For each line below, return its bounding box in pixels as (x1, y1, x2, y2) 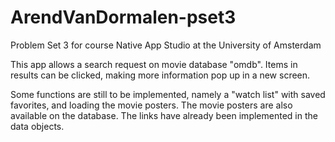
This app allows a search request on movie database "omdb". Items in (10, 58, 298, 70)
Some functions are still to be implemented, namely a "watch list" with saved (10, 88, 326, 100)
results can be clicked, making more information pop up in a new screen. (10, 69, 311, 81)
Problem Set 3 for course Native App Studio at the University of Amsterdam (10, 39, 322, 51)
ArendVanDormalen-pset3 (10, 6, 237, 29)
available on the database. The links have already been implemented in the (10, 109, 318, 121)
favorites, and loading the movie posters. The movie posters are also (10, 99, 293, 111)
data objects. (10, 120, 65, 132)
